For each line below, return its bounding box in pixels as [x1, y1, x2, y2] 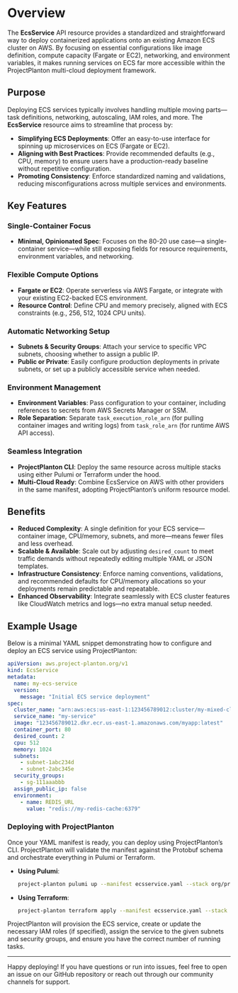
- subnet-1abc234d [20, 759, 74, 766]
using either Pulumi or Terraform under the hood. [17, 470, 161, 479]
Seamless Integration [7, 446, 83, 456]
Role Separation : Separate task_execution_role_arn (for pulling [17, 414, 204, 422]
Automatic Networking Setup [7, 326, 110, 336]
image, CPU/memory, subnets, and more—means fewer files [47, 532, 224, 540]
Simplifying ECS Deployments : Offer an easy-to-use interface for [17, 134, 210, 142]
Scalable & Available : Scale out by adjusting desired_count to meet [17, 547, 214, 555]
